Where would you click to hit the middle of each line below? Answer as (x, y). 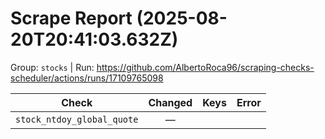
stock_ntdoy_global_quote (77, 119)
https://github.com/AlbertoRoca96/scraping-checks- (205, 67)
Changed (170, 102)
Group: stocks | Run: (52, 67)
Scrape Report (71, 18)
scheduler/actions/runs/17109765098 (87, 78)
